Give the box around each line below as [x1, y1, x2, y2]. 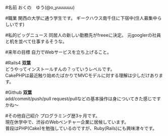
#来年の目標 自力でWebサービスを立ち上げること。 [5, 49, 112, 55]
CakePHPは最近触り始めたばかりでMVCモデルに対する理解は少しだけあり [5, 73, 159, 78]
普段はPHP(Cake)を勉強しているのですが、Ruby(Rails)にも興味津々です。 [5, 125, 157, 131]
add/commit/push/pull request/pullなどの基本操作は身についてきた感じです [5, 96, 161, 102]
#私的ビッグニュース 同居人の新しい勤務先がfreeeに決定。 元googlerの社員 [5, 32, 161, 38]
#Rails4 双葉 [5, 60, 31, 65]
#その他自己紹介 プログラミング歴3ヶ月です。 [5, 113, 100, 118]
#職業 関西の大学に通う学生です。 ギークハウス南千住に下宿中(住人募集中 [5, 15, 157, 21]
